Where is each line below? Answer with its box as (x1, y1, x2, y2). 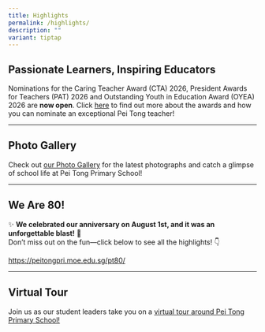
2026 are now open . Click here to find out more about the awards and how (8, 100, 252, 110)
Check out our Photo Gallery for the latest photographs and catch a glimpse (8, 159, 255, 170)
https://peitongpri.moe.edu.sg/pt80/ (8, 256, 126, 265)
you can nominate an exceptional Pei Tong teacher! (8, 109, 175, 118)
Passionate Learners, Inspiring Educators (8, 62, 216, 76)
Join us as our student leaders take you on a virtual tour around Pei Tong (8, 307, 244, 316)
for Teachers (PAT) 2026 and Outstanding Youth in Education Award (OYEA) (8, 92, 255, 102)
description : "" (8, 26, 62, 34)
